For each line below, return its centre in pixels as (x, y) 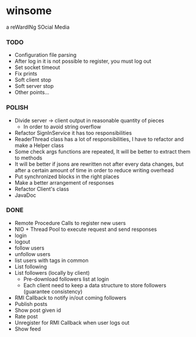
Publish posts (31, 304)
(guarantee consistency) (53, 291)
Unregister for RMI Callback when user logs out (72, 322)
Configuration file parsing (45, 55)
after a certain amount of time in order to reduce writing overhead (94, 170)
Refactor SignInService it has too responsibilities (73, 132)
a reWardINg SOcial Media (38, 27)
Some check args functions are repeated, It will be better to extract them (102, 151)
